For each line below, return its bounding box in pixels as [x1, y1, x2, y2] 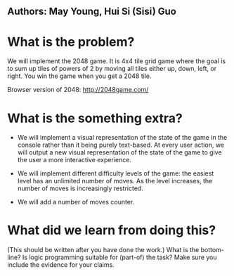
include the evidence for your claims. [7, 261, 115, 269]
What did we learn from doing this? [7, 223, 216, 238]
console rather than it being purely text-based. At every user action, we [17, 140, 225, 150]
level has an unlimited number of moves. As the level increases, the [17, 177, 213, 185]
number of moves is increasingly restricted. [17, 184, 144, 192]
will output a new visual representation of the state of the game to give [17, 148, 223, 157]
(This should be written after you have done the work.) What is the [7, 246, 200, 254]
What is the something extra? [7, 110, 183, 126]
